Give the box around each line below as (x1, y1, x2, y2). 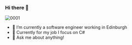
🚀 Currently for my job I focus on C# (12, 30, 85, 35)
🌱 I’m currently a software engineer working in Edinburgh (12, 24, 128, 30)
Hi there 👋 (5, 4, 29, 11)
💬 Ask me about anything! (12, 34, 65, 40)
